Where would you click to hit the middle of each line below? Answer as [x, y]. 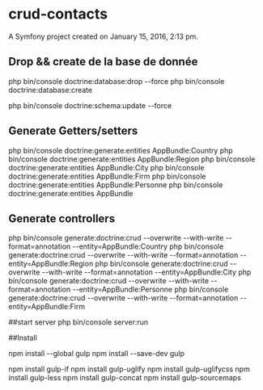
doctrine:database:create [51, 90]
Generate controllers [62, 218]
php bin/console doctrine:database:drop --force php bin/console [117, 81]
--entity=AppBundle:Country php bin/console [148, 246]
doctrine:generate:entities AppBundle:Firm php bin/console [107, 176]
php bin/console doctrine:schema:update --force [90, 105]
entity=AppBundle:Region [51, 264]
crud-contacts [58, 14]
